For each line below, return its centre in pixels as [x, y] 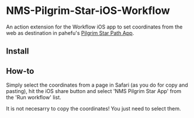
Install [18, 51]
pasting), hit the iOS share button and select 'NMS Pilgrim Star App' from [94, 91]
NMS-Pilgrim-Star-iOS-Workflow [88, 11]
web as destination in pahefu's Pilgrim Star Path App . [70, 33]
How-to [20, 71]
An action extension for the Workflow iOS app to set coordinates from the [94, 27]
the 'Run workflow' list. [34, 98]
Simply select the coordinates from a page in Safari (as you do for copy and [97, 85]
